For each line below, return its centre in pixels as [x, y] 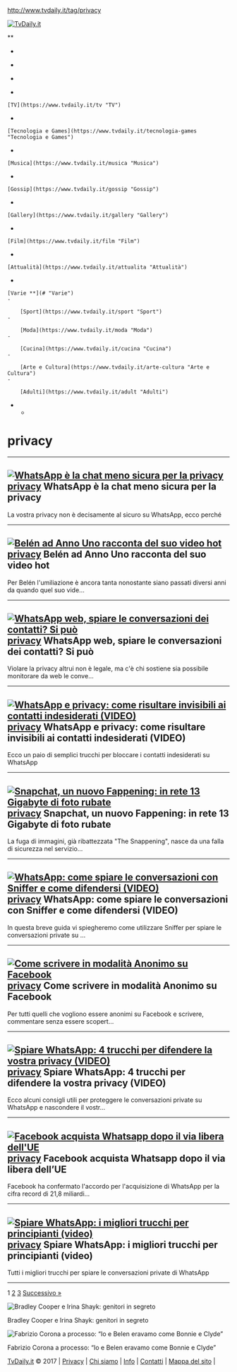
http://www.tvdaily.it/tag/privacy [54, 10]
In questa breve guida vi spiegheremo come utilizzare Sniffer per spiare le [115, 927]
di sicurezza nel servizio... [45, 849]
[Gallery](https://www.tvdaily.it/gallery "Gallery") [88, 215]
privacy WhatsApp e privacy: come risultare [107, 727]
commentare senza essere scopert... [61, 1021]
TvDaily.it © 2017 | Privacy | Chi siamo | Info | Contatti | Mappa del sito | [111, 1361]
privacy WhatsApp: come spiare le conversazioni [118, 899]
